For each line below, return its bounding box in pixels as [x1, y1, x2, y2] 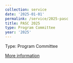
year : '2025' [5, 30, 32, 35]
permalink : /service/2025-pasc [5, 16, 69, 21]
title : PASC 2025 [5, 21, 40, 26]
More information [5, 53, 40, 59]
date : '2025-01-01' [5, 12, 45, 17]
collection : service [5, 7, 47, 12]
